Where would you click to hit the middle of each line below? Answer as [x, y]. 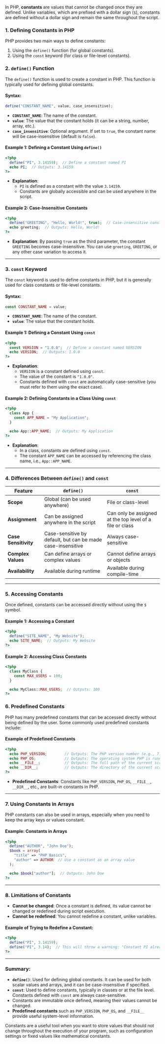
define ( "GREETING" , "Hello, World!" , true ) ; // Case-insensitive [79, 223]
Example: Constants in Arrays [36, 831]
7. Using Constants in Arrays [40, 804]
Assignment [22, 519]
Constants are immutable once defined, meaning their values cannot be [84, 1000]
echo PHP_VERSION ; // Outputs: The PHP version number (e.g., [82, 754]
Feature [24, 491]
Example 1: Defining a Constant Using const [50, 333]
